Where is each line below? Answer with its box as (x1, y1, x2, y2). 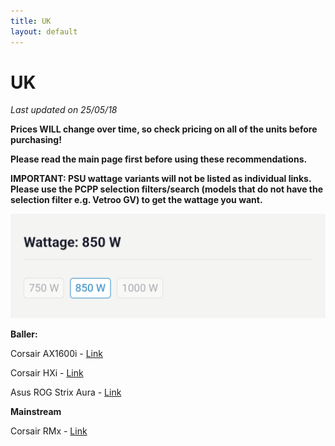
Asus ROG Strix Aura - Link (10, 386, 122, 398)
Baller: (10, 328, 38, 340)
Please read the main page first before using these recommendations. (10, 153, 308, 165)
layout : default (10, 26, 78, 37)
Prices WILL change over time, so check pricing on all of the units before (10, 123, 318, 135)
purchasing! (10, 134, 62, 146)
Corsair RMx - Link (10, 425, 88, 437)
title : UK (10, 16, 52, 26)
